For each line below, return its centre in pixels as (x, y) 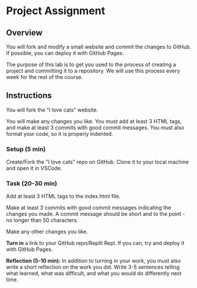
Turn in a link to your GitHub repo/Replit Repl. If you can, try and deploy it (95, 243)
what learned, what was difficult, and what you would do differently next (94, 273)
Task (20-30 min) (32, 184)
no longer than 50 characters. (42, 220)
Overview (24, 33)
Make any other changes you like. (47, 232)
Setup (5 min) (26, 149)
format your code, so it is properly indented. (60, 133)
